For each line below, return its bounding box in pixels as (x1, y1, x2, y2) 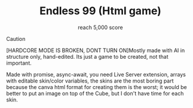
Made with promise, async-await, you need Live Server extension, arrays (6, 71, 186, 78)
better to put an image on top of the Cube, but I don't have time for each (6, 90, 184, 97)
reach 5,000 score (77, 24, 124, 31)
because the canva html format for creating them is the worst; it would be (6, 83, 187, 90)
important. (6, 59, 32, 66)
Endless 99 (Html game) (39, 4, 161, 18)
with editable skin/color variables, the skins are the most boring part (6, 77, 174, 84)
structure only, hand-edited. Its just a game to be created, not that (6, 53, 169, 60)
